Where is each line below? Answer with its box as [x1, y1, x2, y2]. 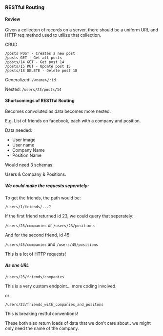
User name [12, 142, 35, 148]
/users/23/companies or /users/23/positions [5, 222, 95, 229]
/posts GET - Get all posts [5, 55, 62, 60]
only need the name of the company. [5, 325, 79, 332]
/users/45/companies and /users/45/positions [5, 241, 99, 247]
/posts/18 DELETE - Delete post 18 [5, 68, 78, 73]
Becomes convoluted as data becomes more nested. [5, 108, 111, 114]
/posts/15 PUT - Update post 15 [5, 64, 71, 69]
